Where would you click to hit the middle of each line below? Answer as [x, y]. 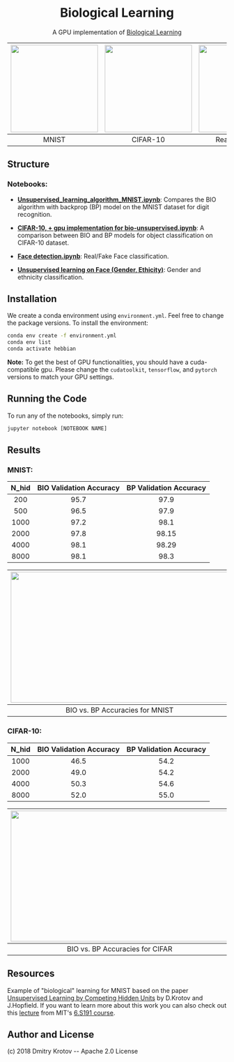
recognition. [34, 214]
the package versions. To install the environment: [78, 323]
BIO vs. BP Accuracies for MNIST [120, 711]
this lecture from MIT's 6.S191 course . [61, 1012]
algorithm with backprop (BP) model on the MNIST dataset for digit [113, 206]
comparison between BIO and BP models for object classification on [115, 235]
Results [24, 450]
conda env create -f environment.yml [62, 336]
